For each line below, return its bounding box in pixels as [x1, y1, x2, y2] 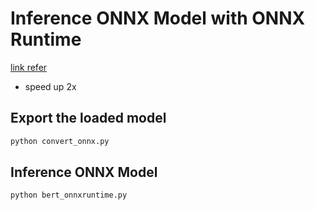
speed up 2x [24, 80, 77, 92]
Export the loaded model [10, 110, 167, 127]
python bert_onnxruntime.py [10, 190, 128, 201]
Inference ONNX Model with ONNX [10, 7, 306, 30]
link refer [10, 61, 48, 73]
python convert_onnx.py [10, 136, 110, 146]
